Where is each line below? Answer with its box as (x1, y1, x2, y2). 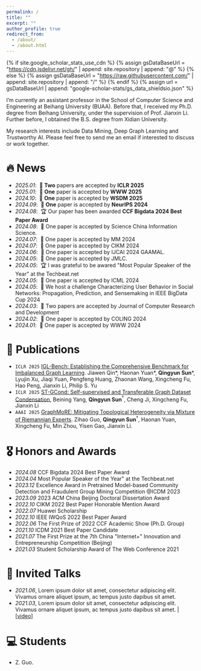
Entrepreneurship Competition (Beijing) (14, 539, 113, 546)
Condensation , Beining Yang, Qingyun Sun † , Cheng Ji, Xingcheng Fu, (14, 395, 188, 403)
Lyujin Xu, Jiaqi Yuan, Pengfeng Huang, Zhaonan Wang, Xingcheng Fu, (14, 375, 191, 383)
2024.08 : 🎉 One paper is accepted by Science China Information (14, 223, 177, 230)
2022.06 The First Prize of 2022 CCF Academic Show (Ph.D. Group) (14, 520, 185, 527)
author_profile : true (6, 25, 61, 32)
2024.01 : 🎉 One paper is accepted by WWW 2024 (14, 321, 141, 329)
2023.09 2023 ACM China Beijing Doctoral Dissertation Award (14, 494, 170, 501)
